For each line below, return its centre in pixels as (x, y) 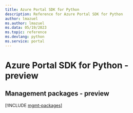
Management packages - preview (57, 94)
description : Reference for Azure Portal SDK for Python (64, 14)
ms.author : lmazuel (25, 23)
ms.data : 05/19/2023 (26, 28)
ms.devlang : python (25, 37)
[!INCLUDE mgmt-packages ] (34, 105)
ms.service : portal (25, 41)
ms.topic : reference (26, 32)
